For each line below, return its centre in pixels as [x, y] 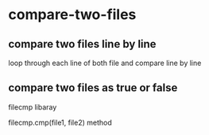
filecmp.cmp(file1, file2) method [60, 122]
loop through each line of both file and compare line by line [105, 63]
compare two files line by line [82, 44]
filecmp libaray [33, 107]
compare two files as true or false [93, 88]
